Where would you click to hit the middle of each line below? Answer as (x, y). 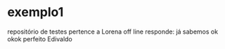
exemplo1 (36, 12)
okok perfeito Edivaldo (40, 38)
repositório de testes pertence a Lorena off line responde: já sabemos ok (113, 31)
